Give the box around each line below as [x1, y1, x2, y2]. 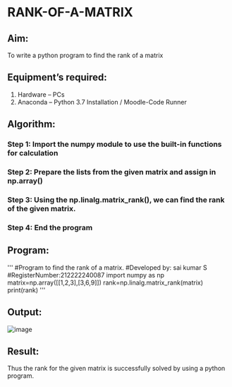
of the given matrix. [7, 203, 76, 213]
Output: [7, 306, 42, 318]
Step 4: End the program [7, 222, 93, 232]
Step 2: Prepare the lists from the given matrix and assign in [7, 167, 216, 177]
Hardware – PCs [17, 90, 65, 99]
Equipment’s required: [7, 71, 107, 83]
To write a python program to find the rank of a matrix [7, 51, 164, 59]
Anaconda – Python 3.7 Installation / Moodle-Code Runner [17, 97, 187, 106]
